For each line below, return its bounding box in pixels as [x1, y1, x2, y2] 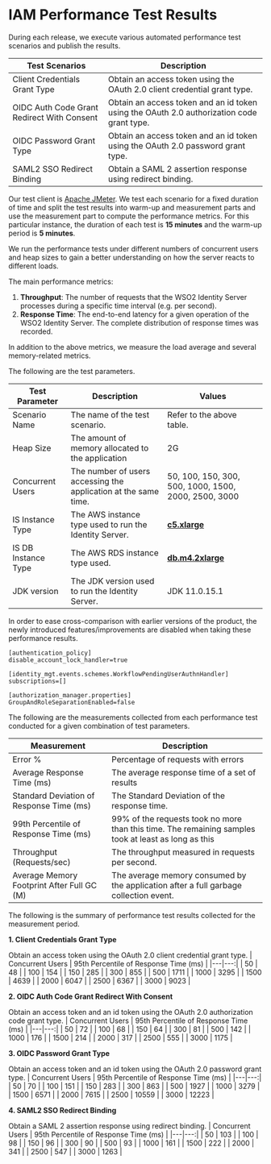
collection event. [111, 889, 175, 900]
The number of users [70, 465, 151, 476]
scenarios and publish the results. [8, 40, 121, 50]
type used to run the [70, 518, 148, 530]
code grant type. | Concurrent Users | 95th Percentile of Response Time [8, 1016, 248, 1025]
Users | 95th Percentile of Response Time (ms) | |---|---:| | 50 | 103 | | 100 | [8, 1129, 259, 1139]
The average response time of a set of [111, 767, 256, 778]
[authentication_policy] [8, 649, 92, 657]
